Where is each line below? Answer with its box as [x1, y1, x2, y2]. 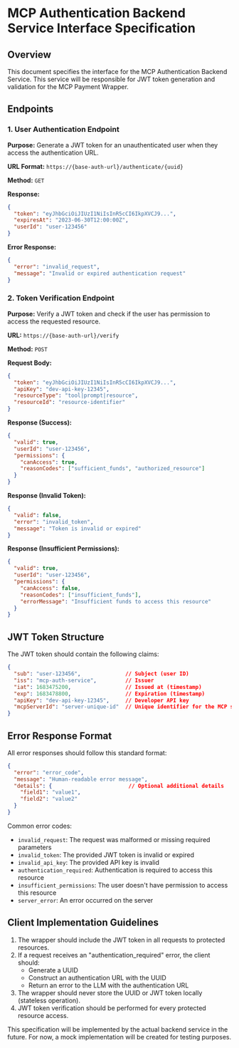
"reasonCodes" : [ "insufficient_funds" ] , [20, 591, 142, 598]
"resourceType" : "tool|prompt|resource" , [14, 392, 139, 400]
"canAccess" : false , [20, 584, 81, 592]
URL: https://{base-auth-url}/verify [7, 331, 119, 339]
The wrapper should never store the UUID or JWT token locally [17, 988, 203, 997]
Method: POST [7, 344, 48, 353]
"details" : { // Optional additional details [14, 782, 224, 789]
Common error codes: [7, 821, 73, 830]
